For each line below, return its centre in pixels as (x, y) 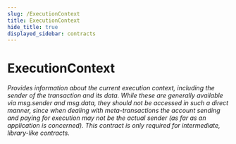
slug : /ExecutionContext (44, 14)
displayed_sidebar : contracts (52, 34)
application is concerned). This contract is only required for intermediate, (114, 126)
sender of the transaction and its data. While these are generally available (115, 95)
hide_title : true (33, 27)
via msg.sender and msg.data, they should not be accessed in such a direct (118, 103)
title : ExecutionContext (44, 20)
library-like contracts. (39, 133)
